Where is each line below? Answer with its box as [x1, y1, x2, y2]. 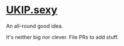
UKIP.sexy [6, 3, 57, 17]
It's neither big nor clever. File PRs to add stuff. [6, 33, 119, 40]
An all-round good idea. [6, 22, 63, 29]
